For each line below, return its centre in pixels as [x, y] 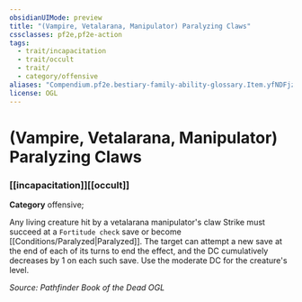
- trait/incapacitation [62, 51]
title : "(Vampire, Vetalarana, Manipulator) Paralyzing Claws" [130, 26]
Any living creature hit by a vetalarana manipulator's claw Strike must [137, 222]
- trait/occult [46, 59]
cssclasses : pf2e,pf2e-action [66, 34]
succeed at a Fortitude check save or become [95, 232]
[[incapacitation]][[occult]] [70, 185]
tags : [19, 43]
